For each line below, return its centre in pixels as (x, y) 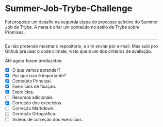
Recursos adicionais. (33, 97)
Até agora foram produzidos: (34, 61)
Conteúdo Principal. (32, 81)
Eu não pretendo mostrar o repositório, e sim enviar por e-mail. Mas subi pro (81, 46)
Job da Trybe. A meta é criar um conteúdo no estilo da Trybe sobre (72, 27)
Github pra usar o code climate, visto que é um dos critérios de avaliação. (79, 51)
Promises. (15, 32)
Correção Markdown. (33, 108)
